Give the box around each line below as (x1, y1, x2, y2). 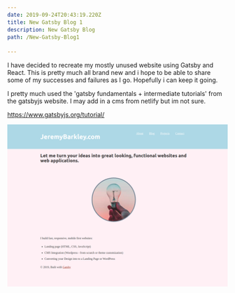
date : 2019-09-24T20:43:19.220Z (7, 11, 101, 18)
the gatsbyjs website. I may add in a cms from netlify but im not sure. (7, 97, 206, 105)
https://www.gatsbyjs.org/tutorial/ (7, 111, 105, 119)
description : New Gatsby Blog (7, 26, 96, 33)
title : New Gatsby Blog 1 (7, 18, 83, 26)
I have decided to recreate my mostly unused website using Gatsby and (7, 61, 214, 69)
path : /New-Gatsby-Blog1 (7, 34, 80, 41)
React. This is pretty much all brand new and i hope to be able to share (7, 69, 211, 77)
